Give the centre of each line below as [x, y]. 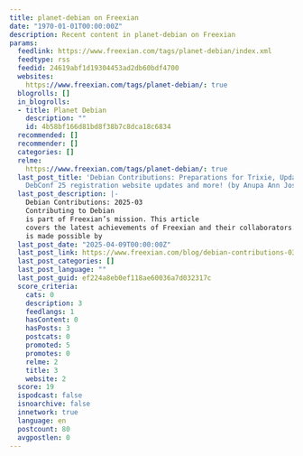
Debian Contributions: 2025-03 [84, 203]
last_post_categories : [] [66, 261]
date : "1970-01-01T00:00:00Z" [66, 26]
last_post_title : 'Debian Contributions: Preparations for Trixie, [147, 177]
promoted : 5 [48, 345]
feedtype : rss [44, 60]
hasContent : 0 [52, 320]
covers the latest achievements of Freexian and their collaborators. [161, 228]
